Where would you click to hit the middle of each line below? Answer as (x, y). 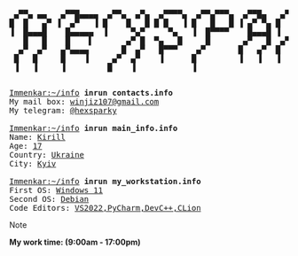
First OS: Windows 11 (56, 190)
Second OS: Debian (49, 199)
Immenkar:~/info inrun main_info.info (94, 128)
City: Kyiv (33, 163)
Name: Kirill (38, 137)
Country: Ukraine (47, 155)
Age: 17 (26, 146)
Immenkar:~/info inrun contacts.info (91, 93)
